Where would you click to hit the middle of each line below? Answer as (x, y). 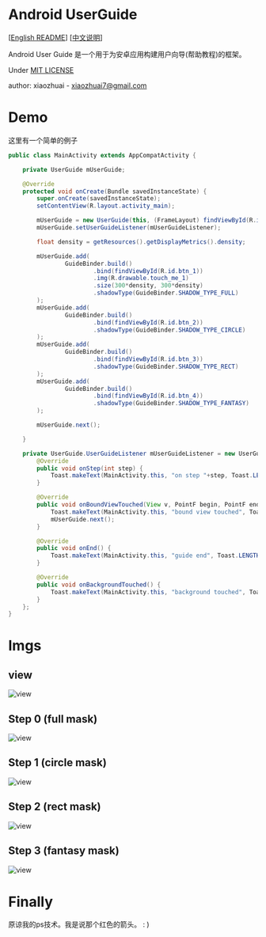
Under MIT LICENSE (41, 70)
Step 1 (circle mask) (57, 762)
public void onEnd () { (74, 548)
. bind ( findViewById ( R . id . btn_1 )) (148, 271)
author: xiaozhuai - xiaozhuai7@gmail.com (78, 85)
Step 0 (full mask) (53, 719)
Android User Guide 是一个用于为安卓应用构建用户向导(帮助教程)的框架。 (127, 54)
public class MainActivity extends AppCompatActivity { (102, 155)
